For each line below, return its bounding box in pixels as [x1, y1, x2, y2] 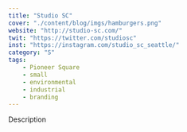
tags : [8, 56, 26, 64]
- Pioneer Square [22, 64, 80, 72]
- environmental [22, 78, 77, 86]
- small [22, 71, 48, 79]
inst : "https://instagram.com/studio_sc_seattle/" [8, 41, 180, 49]
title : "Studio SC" [8, 11, 73, 20]
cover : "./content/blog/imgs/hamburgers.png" [8, 19, 162, 27]
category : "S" [8, 49, 56, 56]
